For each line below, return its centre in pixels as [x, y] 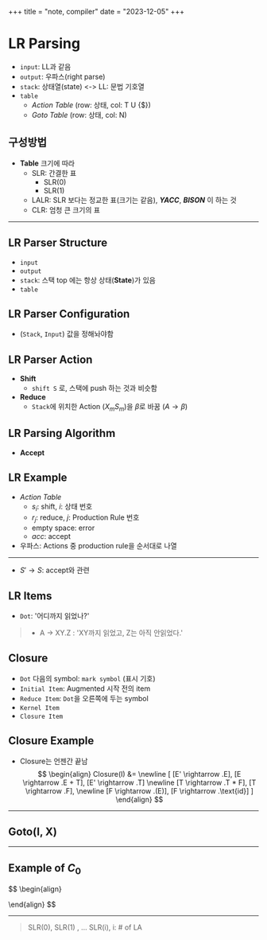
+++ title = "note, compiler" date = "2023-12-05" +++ [97, 12]
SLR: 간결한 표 [54, 173]
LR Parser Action [50, 359]
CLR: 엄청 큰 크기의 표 [66, 209]
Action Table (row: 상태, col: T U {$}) [91, 105]
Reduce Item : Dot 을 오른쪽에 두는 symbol [84, 698]
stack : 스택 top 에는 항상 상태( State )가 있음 [88, 280]
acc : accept [51, 536]
